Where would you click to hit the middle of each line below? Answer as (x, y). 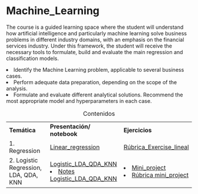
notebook (64, 133)
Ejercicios (138, 130)
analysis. (17, 88)
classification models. (32, 58)
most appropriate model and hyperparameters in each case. (79, 101)
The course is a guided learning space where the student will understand (95, 27)
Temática (22, 130)
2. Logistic (24, 160)
